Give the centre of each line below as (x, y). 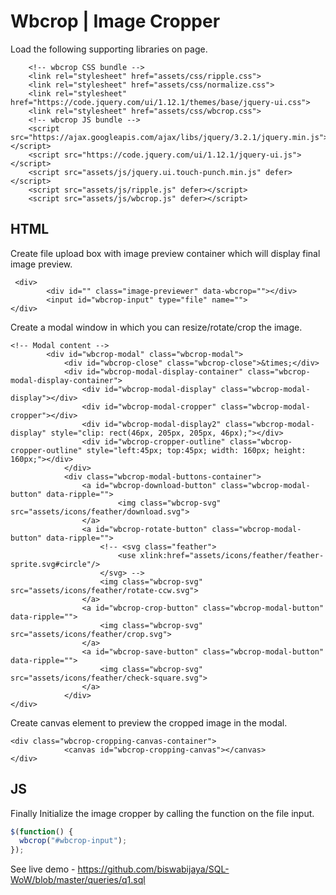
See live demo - (43, 869)
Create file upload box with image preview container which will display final (165, 253)
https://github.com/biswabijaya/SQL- (153, 869)
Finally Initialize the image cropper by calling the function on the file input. (162, 813)
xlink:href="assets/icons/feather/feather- (232, 555)
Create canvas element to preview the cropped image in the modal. (149, 722)
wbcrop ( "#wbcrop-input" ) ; (73, 841)
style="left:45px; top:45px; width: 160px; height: (196, 450)
